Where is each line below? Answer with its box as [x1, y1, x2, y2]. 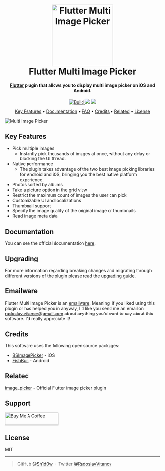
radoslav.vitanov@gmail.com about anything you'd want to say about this [5, 311, 153, 316]
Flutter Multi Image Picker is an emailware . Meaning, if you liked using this [5, 300, 155, 306]
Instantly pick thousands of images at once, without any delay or [19, 151, 151, 157]
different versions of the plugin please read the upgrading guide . [5, 273, 136, 279]
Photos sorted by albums [12, 182, 63, 188]
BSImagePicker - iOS [12, 352, 55, 358]
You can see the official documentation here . [5, 240, 96, 246]
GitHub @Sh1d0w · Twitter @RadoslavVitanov [17, 461, 112, 467]
